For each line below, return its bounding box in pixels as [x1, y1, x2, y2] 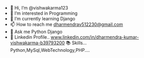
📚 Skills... [66, 40, 87, 46]
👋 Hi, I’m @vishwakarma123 [10, 5, 69, 11]
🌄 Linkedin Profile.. [10, 34, 50, 40]
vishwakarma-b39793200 [10, 40, 65, 46]
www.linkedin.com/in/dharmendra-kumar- [50, 34, 139, 40]
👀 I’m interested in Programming [10, 10, 78, 16]
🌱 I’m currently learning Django [10, 16, 75, 21]
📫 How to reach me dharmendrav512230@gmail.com [10, 21, 123, 27]
